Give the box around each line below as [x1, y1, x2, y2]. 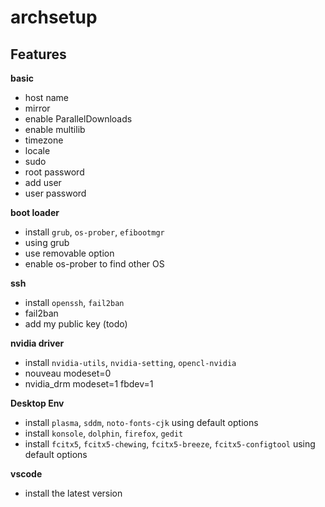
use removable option [24, 247, 115, 259]
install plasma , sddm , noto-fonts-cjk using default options [24, 417, 259, 428]
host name [24, 92, 69, 103]
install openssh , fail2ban [24, 297, 125, 308]
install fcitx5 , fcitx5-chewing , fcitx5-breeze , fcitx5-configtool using [24, 438, 316, 450]
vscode [10, 468, 43, 480]
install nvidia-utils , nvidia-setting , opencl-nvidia [24, 357, 237, 368]
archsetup [10, 6, 98, 29]
